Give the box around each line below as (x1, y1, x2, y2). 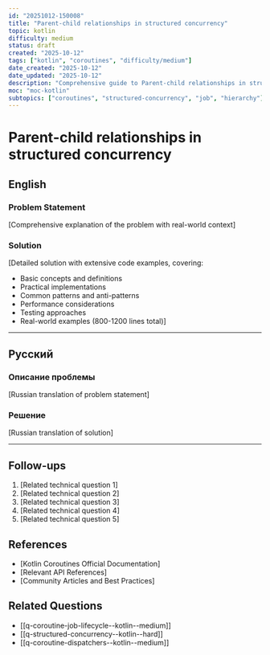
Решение (8, 410, 47, 421)
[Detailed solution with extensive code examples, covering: (8, 258, 203, 268)
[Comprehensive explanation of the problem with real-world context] (8, 220, 235, 230)
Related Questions (8, 600, 103, 613)
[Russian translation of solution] (8, 428, 114, 438)
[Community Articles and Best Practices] (19, 576, 155, 586)
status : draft (8, 42, 56, 50)
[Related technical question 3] (19, 497, 120, 507)
